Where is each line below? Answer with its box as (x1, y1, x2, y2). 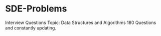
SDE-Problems (5, 3, 67, 14)
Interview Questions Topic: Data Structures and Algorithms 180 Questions (5, 19, 156, 25)
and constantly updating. (5, 24, 56, 30)
